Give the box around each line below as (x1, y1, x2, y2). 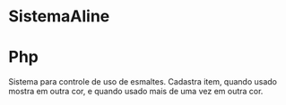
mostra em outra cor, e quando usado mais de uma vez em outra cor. (8, 86, 264, 97)
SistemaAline (8, 6, 110, 27)
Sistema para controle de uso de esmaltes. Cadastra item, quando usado (8, 77, 277, 87)
